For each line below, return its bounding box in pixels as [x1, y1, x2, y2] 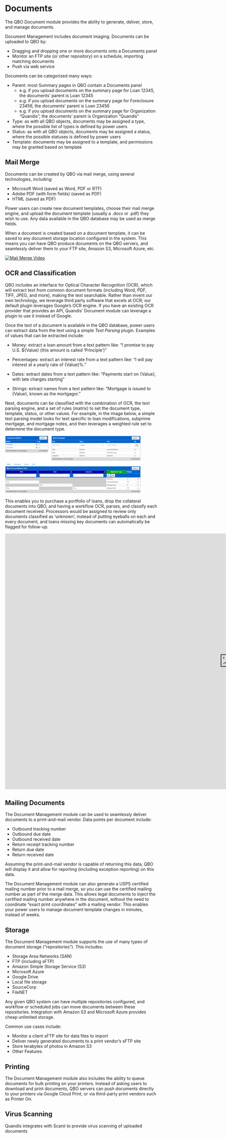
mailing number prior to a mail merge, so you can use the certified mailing [5, 886, 152, 892]
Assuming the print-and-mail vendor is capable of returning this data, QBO [5, 861, 154, 867]
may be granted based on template [12, 144, 82, 150]
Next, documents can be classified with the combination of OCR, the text [5, 400, 150, 406]
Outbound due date [12, 831, 51, 837]
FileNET [12, 990, 28, 995]
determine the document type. [5, 426, 66, 432]
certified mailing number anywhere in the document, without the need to [5, 897, 149, 902]
